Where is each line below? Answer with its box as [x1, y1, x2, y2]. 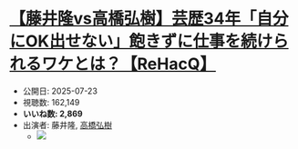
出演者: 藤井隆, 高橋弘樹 [22, 119, 112, 130]
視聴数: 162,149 [22, 96, 80, 107]
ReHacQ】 [137, 54, 217, 74]
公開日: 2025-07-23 [22, 85, 98, 96]
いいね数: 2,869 [22, 108, 84, 119]
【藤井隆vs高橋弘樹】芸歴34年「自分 [9, 8, 289, 29]
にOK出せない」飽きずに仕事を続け [9, 31, 273, 52]
